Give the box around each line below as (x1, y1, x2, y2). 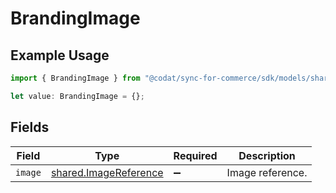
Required (173, 148, 218, 162)
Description (238, 148, 296, 162)
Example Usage (10, 47, 110, 64)
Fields (10, 119, 50, 136)
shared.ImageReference (50, 165, 164, 179)
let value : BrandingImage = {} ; (10, 91, 145, 101)
